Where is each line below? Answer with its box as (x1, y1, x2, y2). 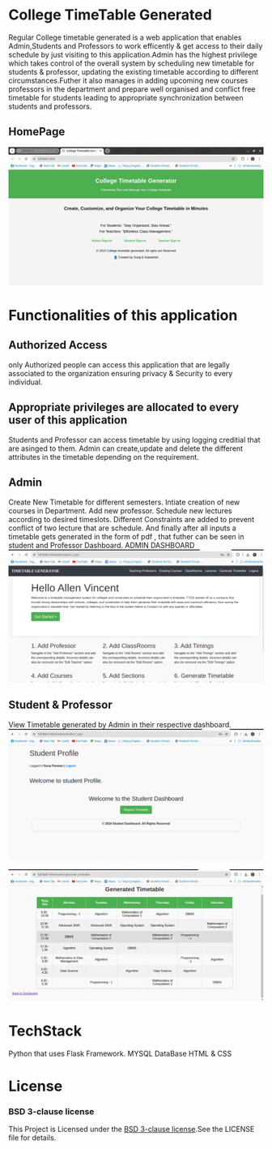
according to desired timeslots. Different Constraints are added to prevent (8, 514, 255, 524)
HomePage (8, 125, 66, 139)
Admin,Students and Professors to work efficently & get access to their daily (8, 41, 263, 50)
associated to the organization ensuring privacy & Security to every (8, 368, 233, 378)
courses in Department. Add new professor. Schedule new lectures (8, 505, 232, 516)
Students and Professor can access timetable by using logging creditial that (8, 435, 261, 444)
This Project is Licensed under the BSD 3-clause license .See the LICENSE (8, 1125, 255, 1134)
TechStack (8, 1022, 83, 1040)
